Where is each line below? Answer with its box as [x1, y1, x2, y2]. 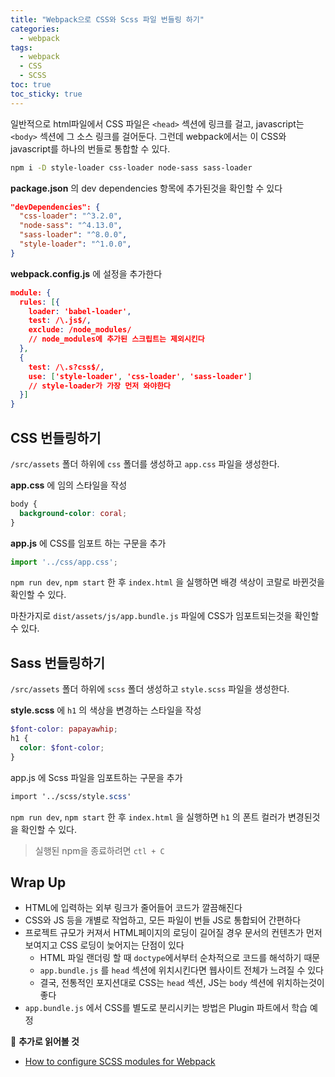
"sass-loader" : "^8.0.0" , [19, 230, 128, 240]
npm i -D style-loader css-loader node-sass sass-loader [10, 162, 253, 173]
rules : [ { [19, 297, 60, 307]
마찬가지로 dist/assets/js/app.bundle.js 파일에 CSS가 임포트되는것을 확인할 [10, 610, 320, 622]
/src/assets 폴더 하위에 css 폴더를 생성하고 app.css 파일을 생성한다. [10, 457, 280, 470]
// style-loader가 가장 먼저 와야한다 [28, 381, 172, 391]
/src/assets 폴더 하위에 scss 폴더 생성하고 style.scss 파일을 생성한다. [10, 683, 290, 695]
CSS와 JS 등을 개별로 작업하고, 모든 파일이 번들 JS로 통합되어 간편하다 [24, 914, 302, 926]
